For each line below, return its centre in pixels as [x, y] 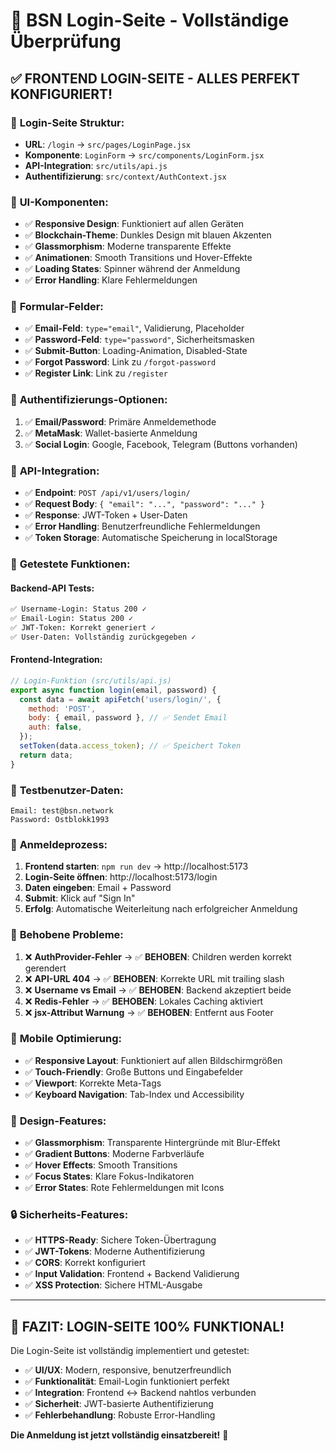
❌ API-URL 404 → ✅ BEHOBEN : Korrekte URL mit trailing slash [154, 978]
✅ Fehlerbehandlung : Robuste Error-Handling [120, 1415]
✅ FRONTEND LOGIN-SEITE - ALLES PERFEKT [155, 78]
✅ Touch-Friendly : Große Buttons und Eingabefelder [134, 1071]
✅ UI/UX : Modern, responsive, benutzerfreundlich [128, 1370]
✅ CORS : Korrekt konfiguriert [85, 1263]
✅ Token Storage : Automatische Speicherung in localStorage [151, 538]
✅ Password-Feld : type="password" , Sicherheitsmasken [139, 340]
